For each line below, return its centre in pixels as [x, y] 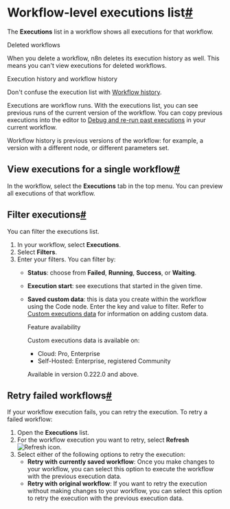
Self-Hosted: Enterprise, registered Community [104, 361]
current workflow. [32, 127]
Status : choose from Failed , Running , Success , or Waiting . [112, 272]
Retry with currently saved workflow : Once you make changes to [121, 462]
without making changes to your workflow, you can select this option [125, 491]
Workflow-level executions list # [100, 13]
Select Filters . [37, 252]
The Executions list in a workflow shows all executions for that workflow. [111, 32]
